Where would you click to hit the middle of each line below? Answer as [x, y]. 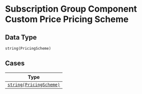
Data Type [21, 37]
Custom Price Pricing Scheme [67, 19]
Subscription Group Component [71, 9]
